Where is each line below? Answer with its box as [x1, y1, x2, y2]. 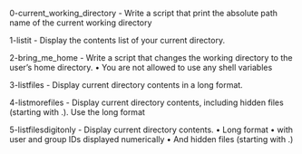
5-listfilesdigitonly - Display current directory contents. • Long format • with [9, 124, 293, 135]
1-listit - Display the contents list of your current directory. [9, 35, 225, 45]
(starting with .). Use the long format [9, 107, 145, 117]
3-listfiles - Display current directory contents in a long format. [9, 80, 243, 90]
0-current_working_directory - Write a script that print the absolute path [9, 8, 278, 18]
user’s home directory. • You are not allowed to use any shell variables [9, 63, 273, 72]
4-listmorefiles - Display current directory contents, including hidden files [9, 97, 284, 108]
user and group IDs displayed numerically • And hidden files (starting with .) [9, 134, 294, 144]
